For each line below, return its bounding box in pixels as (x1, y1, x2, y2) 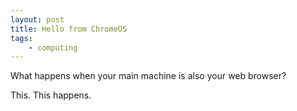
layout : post (10, 14, 65, 25)
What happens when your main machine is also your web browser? (10, 70, 287, 82)
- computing (28, 42, 78, 53)
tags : (10, 33, 33, 43)
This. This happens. (10, 89, 92, 101)
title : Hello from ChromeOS (10, 24, 128, 34)
